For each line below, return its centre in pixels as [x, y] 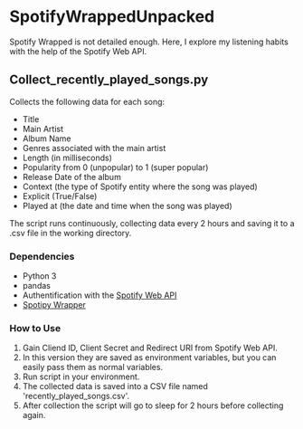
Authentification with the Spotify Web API [99, 295]
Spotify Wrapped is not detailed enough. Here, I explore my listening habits [149, 42]
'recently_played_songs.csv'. [76, 396]
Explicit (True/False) [60, 195]
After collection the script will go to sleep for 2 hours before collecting [153, 405]
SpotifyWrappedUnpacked [112, 17]
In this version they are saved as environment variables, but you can [149, 357]
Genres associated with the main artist [94, 148]
